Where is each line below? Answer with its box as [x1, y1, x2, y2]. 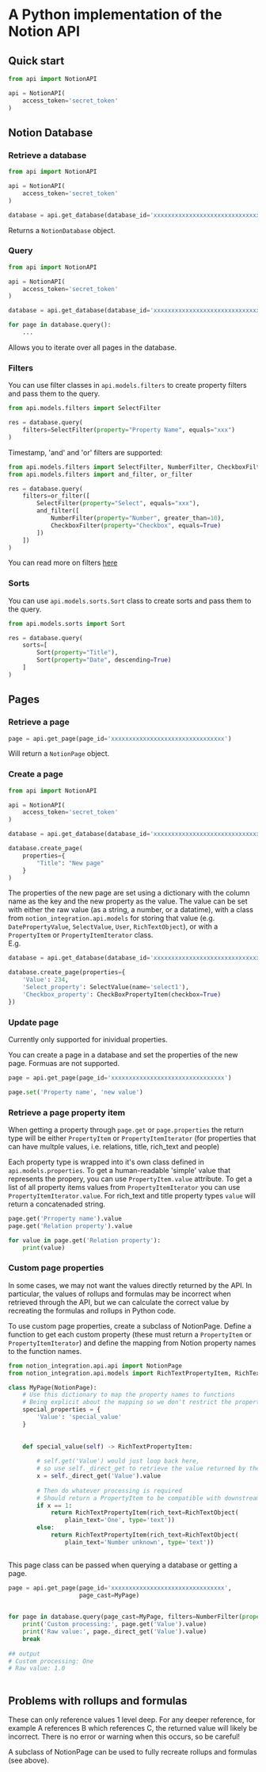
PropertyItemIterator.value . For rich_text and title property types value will [8, 1191, 256, 1201]
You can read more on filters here [8, 558, 118, 568]
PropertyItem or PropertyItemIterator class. [8, 930, 154, 940]
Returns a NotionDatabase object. [8, 225, 116, 235]
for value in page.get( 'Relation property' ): [8, 1236, 161, 1245]
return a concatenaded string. [8, 1199, 105, 1209]
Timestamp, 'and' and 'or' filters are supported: [8, 447, 163, 457]
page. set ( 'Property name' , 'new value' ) [8, 1088, 144, 1096]
